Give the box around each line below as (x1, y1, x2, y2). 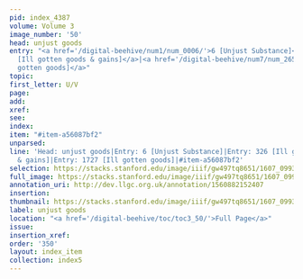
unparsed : (9, 139, 47, 148)
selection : (9, 164, 50, 173)
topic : (9, 72, 34, 81)
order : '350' (9, 239, 59, 248)
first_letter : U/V (9, 80, 78, 89)
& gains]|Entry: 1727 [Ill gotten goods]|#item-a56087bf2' (17, 155, 244, 165)
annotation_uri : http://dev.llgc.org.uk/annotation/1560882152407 (9, 181, 264, 190)
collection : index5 (9, 256, 83, 265)
